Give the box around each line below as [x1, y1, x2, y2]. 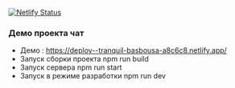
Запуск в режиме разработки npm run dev [19, 71, 167, 81]
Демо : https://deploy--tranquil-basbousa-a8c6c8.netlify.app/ [19, 46, 227, 55]
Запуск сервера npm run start [19, 62, 122, 72]
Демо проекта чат [8, 27, 85, 38]
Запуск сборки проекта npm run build [19, 54, 149, 64]
